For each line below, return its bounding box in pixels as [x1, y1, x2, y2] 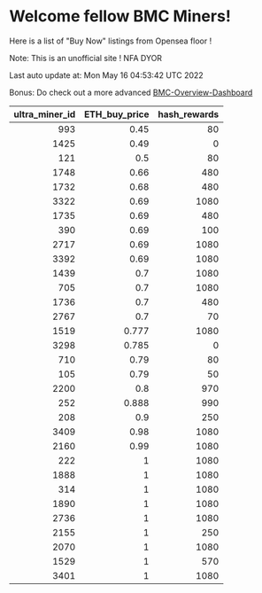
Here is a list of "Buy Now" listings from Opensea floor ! [9, 35, 212, 46]
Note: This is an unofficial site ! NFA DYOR [9, 52, 162, 63]
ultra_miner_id [13, 108, 76, 121]
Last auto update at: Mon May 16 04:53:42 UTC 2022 [9, 69, 204, 81]
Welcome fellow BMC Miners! [9, 6, 232, 27]
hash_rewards [158, 108, 220, 121]
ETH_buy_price [83, 108, 150, 121]
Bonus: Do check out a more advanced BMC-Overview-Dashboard [9, 87, 253, 98]
